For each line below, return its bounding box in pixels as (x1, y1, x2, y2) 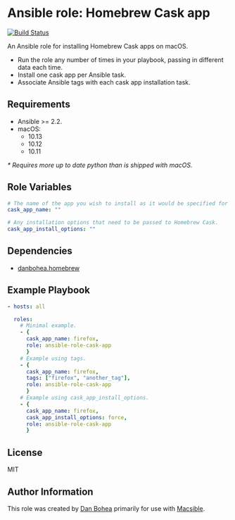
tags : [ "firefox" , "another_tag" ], (25, 375, 131, 382)
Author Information (7, 485, 94, 497)
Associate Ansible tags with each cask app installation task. (17, 78, 191, 86)
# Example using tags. (20, 354, 87, 362)
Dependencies (7, 245, 72, 257)
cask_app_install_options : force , (25, 414, 128, 421)
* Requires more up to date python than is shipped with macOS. (7, 161, 193, 169)
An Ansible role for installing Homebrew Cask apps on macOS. (7, 42, 189, 50)
